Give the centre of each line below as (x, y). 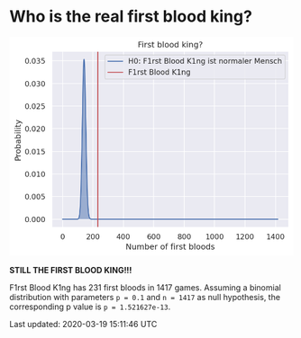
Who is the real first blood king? (131, 17)
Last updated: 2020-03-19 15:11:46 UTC (83, 325)
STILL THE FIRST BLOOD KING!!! (71, 271)
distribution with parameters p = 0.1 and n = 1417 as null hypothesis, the (145, 298)
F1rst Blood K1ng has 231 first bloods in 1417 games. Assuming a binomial (145, 288)
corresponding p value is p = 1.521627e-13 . (90, 307)
